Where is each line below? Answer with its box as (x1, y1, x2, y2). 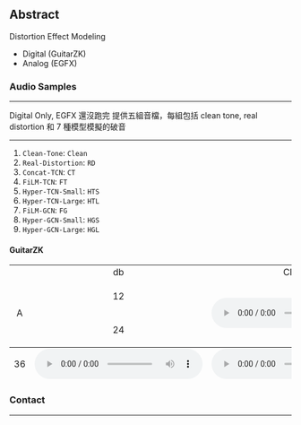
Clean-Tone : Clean (21, 148, 88, 159)
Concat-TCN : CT (21, 167, 76, 178)
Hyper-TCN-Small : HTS (21, 186, 100, 196)
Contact (9, 394, 46, 406)
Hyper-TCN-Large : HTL (21, 195, 100, 206)
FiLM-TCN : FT (21, 177, 68, 187)
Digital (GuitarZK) (21, 48, 87, 59)
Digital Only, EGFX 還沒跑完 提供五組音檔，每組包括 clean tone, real (9, 110, 258, 121)
